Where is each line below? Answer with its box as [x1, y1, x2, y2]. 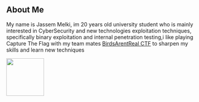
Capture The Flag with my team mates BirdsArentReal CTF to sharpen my [6, 40, 189, 47]
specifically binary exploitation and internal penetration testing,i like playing [6, 33, 194, 41]
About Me [6, 5, 44, 15]
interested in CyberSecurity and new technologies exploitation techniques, [6, 27, 192, 34]
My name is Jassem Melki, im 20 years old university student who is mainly [6, 20, 194, 28]
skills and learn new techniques [6, 46, 84, 53]
